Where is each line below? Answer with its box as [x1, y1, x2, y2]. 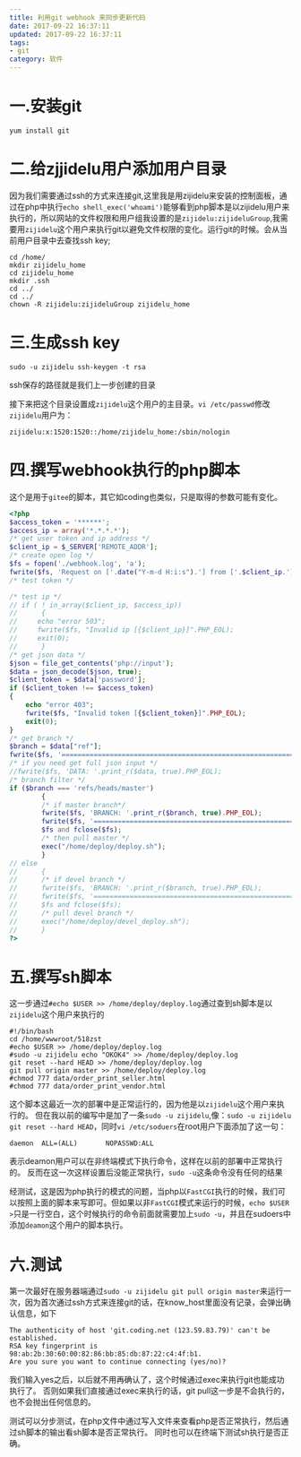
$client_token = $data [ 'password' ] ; [9, 676, 146, 685]
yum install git [9, 126, 70, 135]
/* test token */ [9, 575, 74, 585]
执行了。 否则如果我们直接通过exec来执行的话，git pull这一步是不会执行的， [9, 1385, 289, 1396]
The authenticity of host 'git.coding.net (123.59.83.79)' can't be [9, 1326, 271, 1335]
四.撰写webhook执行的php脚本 [9, 461, 240, 480]
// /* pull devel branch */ [9, 909, 134, 918]
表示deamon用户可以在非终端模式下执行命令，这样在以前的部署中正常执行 [9, 1156, 283, 1167]
